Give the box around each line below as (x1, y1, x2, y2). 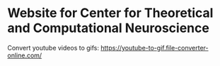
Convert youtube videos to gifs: (7, 43, 100, 52)
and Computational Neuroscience (7, 20, 210, 36)
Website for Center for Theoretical (7, 5, 214, 21)
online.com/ (7, 51, 42, 60)
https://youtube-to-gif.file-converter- (100, 43, 209, 52)
